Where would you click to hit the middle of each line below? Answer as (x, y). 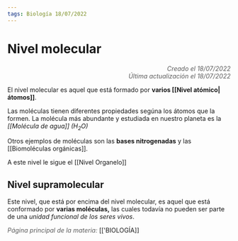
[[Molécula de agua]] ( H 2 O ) (48, 127)
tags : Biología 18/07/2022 (47, 14)
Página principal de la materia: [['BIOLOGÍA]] (73, 230)
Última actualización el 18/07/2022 (180, 76)
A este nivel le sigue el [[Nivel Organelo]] (67, 163)
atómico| (207, 90)
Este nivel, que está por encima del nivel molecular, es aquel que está (109, 201)
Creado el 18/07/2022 (199, 69)
